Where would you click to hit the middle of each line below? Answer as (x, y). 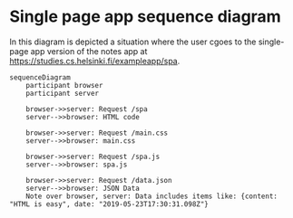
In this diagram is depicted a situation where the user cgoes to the (133, 42)
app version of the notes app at (89, 51)
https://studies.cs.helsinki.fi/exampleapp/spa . (95, 61)
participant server (63, 93)
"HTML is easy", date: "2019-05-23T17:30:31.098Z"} (109, 204)
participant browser (64, 85)
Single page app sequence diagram (145, 17)
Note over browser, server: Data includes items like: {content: (152, 196)
